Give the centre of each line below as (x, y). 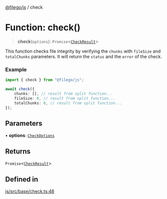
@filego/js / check (24, 7)
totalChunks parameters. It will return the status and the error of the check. (83, 56)
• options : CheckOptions (30, 136)
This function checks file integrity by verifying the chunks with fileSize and (83, 51)
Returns (18, 151)
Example (16, 69)
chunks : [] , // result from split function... (64, 93)
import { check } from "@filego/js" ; (45, 80)
